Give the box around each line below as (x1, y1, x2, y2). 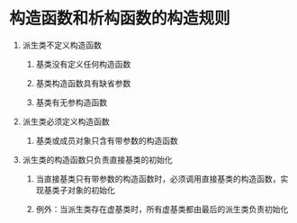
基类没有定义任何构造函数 (35, 58, 131, 69)
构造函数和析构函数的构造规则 (9, 8, 231, 29)
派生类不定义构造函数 (22, 40, 102, 50)
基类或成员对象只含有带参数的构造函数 (35, 135, 178, 146)
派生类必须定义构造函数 (22, 116, 110, 127)
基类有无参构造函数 (35, 96, 108, 108)
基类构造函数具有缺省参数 (35, 77, 131, 88)
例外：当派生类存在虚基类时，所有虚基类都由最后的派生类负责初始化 (35, 203, 289, 214)
